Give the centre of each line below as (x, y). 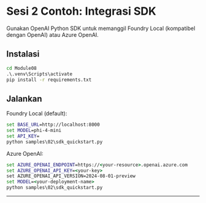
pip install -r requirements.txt (49, 80)
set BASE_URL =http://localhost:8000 (53, 125)
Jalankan (24, 98)
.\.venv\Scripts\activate (39, 74)
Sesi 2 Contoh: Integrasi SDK (81, 11)
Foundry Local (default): (37, 113)
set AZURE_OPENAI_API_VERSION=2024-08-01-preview (71, 176)
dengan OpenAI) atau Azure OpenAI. (53, 34)
